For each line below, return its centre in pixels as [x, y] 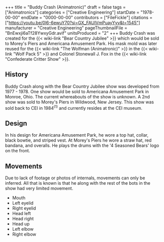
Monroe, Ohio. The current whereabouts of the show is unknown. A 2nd [78, 97]
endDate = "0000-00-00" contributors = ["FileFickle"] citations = [87, 17]
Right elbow [24, 234]
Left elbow [23, 229]
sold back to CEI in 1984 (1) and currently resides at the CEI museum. [74, 107]
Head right [23, 219]
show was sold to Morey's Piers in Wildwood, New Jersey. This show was [80, 102]
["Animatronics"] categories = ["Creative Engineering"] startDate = [72, 12]
